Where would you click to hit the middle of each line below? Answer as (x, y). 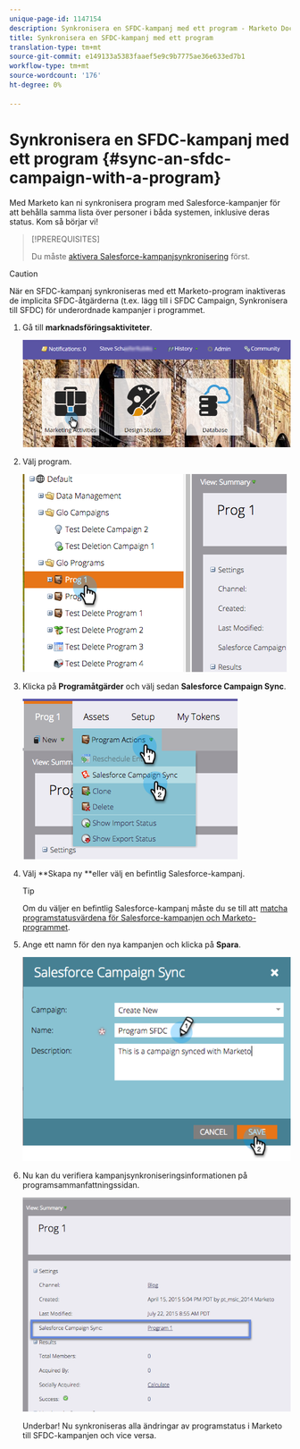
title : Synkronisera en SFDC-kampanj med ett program (112, 38)
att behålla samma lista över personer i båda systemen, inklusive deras (140, 212)
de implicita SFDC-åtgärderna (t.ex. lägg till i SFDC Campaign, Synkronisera (149, 301)
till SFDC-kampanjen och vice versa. (89, 1436)
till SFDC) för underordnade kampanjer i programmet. (107, 309)
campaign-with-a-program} (115, 178)
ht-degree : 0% (36, 85)
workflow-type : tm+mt (50, 66)
